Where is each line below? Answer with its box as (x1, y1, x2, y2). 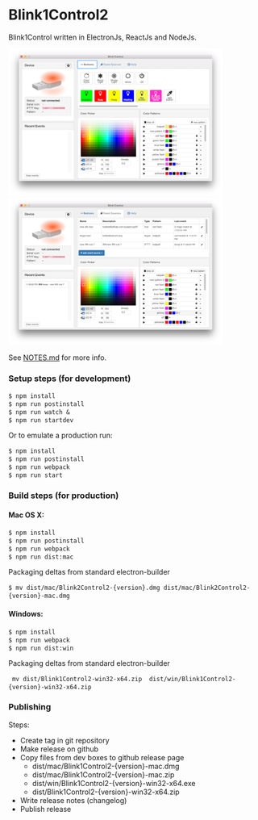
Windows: (8, 609, 44, 618)
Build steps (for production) (8, 490, 119, 501)
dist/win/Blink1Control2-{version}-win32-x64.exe (31, 778, 196, 788)
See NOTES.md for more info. (8, 353, 107, 362)
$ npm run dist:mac (8, 553, 74, 562)
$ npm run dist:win (8, 644, 74, 652)
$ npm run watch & (8, 408, 70, 416)
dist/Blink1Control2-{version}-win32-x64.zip (31, 787, 180, 797)
